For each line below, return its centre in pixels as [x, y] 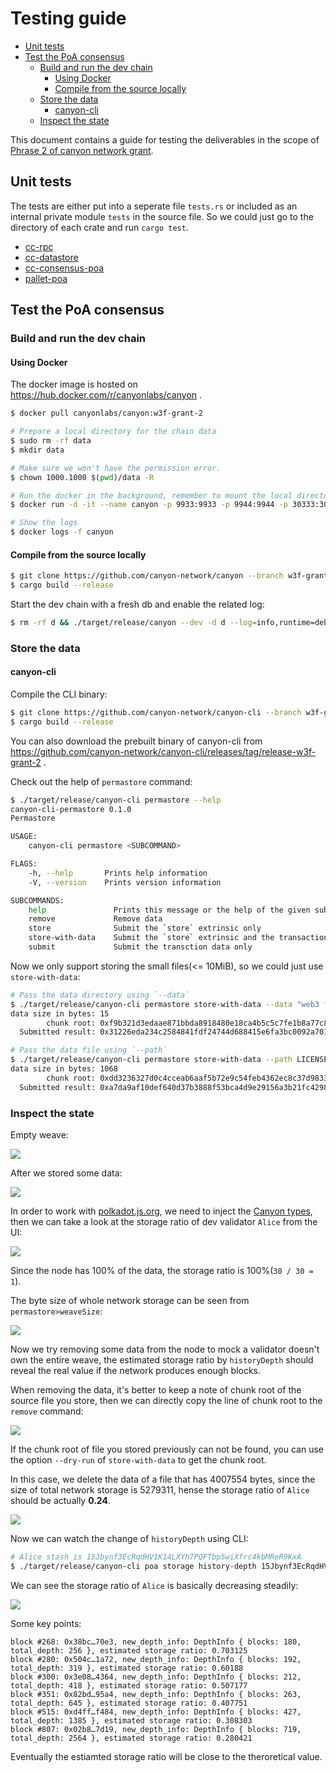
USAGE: [24, 837]
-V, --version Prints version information [125, 882]
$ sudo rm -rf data [51, 441]
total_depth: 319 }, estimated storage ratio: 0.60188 [127, 1668]
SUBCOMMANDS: [37, 900]
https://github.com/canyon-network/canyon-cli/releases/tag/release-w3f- [163, 751]
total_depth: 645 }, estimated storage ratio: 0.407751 [129, 1703]
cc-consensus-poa [64, 268]
